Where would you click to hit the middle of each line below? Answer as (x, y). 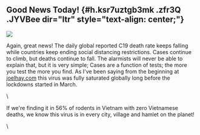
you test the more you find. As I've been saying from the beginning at (93, 71)
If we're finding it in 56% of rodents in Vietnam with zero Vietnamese (92, 108)
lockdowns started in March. (42, 84)
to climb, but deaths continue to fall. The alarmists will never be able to (95, 58)
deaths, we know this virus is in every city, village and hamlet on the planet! (101, 114)
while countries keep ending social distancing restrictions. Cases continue (99, 52)
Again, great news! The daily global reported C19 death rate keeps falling (97, 46)
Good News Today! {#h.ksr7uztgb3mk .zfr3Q (94, 10)
